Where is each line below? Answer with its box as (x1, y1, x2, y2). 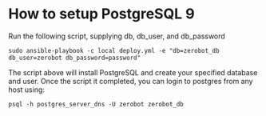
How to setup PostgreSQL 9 (8, 5, 195, 23)
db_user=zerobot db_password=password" (8, 54, 141, 62)
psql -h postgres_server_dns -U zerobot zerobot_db (8, 100, 184, 108)
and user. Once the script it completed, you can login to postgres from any (8, 76, 253, 86)
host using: (8, 85, 46, 94)
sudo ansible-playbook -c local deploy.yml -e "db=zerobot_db (8, 46, 220, 54)
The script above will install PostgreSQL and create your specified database (8, 67, 258, 77)
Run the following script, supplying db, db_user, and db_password (8, 31, 225, 41)
